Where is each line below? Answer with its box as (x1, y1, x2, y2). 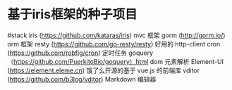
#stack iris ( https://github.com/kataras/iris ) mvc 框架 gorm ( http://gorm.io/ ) (7, 31, 226, 39)
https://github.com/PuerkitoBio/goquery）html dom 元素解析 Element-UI (13, 57, 224, 65)
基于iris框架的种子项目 (7, 6, 138, 22)
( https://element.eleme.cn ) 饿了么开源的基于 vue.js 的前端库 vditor (7, 66, 200, 75)
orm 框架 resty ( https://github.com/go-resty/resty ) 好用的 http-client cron (7, 39, 221, 48)
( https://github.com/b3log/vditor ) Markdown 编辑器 (7, 75, 157, 83)
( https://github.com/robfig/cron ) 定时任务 (7, 49, 128, 57)
